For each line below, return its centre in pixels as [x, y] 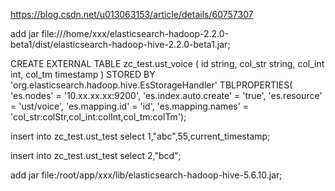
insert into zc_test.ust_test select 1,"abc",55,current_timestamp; [140, 136]
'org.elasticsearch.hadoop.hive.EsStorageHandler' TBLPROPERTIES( [151, 85]
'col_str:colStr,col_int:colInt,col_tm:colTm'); [98, 117]
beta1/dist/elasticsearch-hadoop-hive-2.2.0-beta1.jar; [120, 44]
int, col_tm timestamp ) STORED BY [83, 74]
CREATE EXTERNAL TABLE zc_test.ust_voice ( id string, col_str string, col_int [167, 63]
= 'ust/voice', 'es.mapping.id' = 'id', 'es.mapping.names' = [130, 106]
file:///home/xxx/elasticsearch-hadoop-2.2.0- [135, 33]
